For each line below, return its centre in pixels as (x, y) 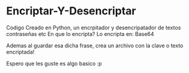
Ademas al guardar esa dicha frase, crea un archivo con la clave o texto (95, 45)
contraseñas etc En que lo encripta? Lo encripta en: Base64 (80, 34)
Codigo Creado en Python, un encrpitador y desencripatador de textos (94, 28)
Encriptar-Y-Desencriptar (71, 11)
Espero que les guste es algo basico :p (54, 63)
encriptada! (20, 51)
